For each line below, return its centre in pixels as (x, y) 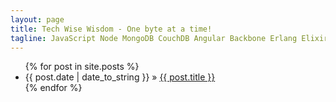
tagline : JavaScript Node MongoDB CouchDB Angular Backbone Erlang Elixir (169, 38)
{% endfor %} (53, 88)
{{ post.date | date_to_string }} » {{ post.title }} (120, 77)
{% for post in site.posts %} (82, 67)
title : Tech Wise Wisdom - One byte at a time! (111, 29)
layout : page (37, 19)
